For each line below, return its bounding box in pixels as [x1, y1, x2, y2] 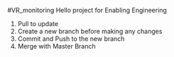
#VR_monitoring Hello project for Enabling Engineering [7, 6, 167, 14]
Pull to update [17, 20, 59, 27]
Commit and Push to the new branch [17, 34, 125, 43]
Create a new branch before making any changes [17, 27, 163, 35]
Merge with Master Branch [17, 42, 96, 50]
